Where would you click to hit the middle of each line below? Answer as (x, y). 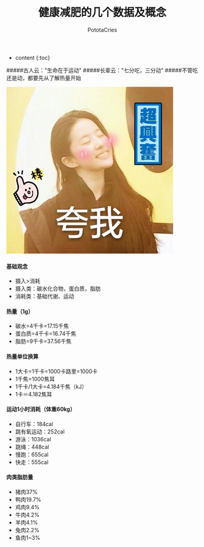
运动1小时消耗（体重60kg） (41, 409)
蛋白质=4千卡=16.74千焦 (46, 334)
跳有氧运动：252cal (40, 432)
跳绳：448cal (32, 447)
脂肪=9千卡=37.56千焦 (43, 341)
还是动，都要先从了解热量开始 (44, 78)
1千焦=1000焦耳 (35, 379)
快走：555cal (32, 462)
